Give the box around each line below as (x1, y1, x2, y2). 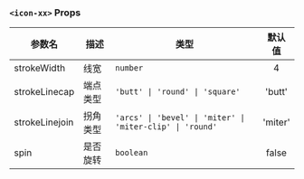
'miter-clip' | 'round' (115, 122, 218, 132)
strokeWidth (14, 61, 66, 74)
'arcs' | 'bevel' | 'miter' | (115, 113, 246, 123)
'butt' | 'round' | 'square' (115, 87, 242, 97)
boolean (115, 147, 148, 158)
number (115, 63, 144, 73)
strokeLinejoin (14, 116, 74, 128)
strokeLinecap (14, 86, 75, 99)
